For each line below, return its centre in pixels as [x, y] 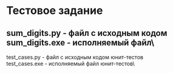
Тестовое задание [55, 11]
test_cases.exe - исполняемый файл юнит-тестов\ [71, 64]
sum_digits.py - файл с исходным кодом [87, 33]
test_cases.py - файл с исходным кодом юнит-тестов [75, 57]
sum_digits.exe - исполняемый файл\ [80, 42]
